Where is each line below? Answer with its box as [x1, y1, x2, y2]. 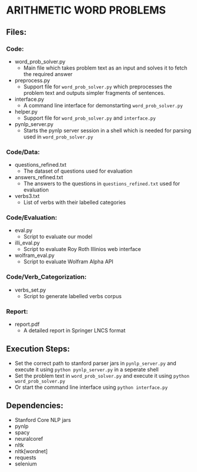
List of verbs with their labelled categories [23, 199, 126, 206]
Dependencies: [6, 401, 64, 411]
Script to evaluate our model [23, 233, 93, 240]
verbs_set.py [14, 286, 46, 293]
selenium [14, 460, 37, 467]
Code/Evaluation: [6, 213, 57, 222]
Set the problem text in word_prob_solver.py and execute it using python [14, 372, 190, 379]
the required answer [23, 70, 73, 77]
